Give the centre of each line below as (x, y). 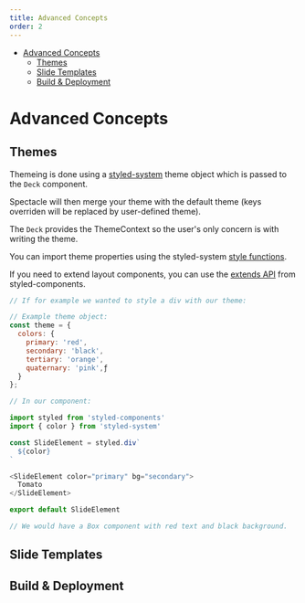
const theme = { (40, 325)
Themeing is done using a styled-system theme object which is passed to (148, 174)
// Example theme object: (58, 317)
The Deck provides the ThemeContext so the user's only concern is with (144, 228)
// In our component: (51, 402)
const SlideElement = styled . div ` (75, 443)
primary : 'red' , (57, 343)
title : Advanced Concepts (58, 18)
